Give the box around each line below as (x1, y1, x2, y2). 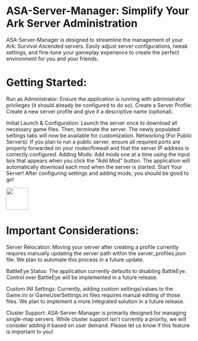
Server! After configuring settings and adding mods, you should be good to (6, 170, 189, 177)
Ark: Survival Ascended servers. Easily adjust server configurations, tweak (6, 43, 188, 50)
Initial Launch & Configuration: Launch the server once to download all (6, 119, 177, 126)
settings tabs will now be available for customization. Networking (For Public (6, 132, 192, 139)
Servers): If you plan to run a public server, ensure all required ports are (6, 138, 181, 145)
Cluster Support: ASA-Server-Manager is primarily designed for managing (6, 309, 187, 316)
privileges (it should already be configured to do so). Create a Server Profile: (6, 102, 193, 109)
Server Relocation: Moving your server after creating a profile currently (6, 243, 179, 251)
